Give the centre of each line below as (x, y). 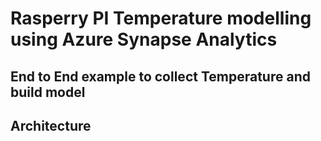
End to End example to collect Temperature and (160, 76)
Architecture (51, 125)
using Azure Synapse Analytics (144, 39)
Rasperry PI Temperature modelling (161, 18)
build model (48, 92)
